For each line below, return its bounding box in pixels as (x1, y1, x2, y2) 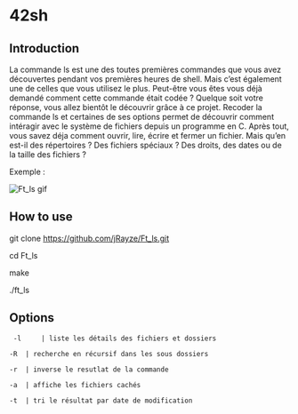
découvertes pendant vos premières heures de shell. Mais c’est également (9, 74, 282, 84)
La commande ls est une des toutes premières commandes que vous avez (9, 64, 282, 75)
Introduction (9, 41, 80, 56)
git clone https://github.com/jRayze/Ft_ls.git (9, 233, 170, 243)
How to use (9, 210, 73, 225)
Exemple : (9, 166, 46, 177)
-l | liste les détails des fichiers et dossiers (12, 334, 217, 343)
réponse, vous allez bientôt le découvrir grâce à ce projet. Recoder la (9, 102, 262, 112)
